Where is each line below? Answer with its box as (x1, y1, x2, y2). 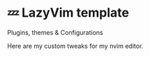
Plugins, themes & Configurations (7, 28, 103, 36)
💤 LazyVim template (7, 5, 129, 21)
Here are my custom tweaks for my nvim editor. (7, 42, 144, 50)
